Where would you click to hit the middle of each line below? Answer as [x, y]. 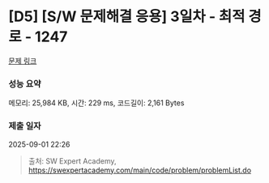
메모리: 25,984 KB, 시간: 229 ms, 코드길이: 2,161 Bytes [96, 103]
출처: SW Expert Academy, [72, 161]
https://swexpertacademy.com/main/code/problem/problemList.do [140, 170]
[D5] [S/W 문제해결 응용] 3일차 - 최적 [127, 17]
